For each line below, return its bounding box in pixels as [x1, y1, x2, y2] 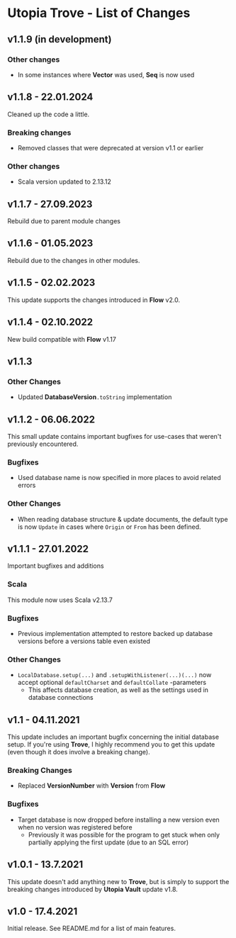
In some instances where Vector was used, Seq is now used [17, 70, 195, 79]
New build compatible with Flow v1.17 [7, 335, 117, 343]
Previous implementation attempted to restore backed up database [17, 630, 213, 638]
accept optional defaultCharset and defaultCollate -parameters [17, 679, 207, 687]
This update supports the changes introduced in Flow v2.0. [7, 296, 181, 304]
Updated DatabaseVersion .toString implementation [17, 393, 172, 401]
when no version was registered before [17, 822, 133, 831]
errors [17, 481, 36, 490]
